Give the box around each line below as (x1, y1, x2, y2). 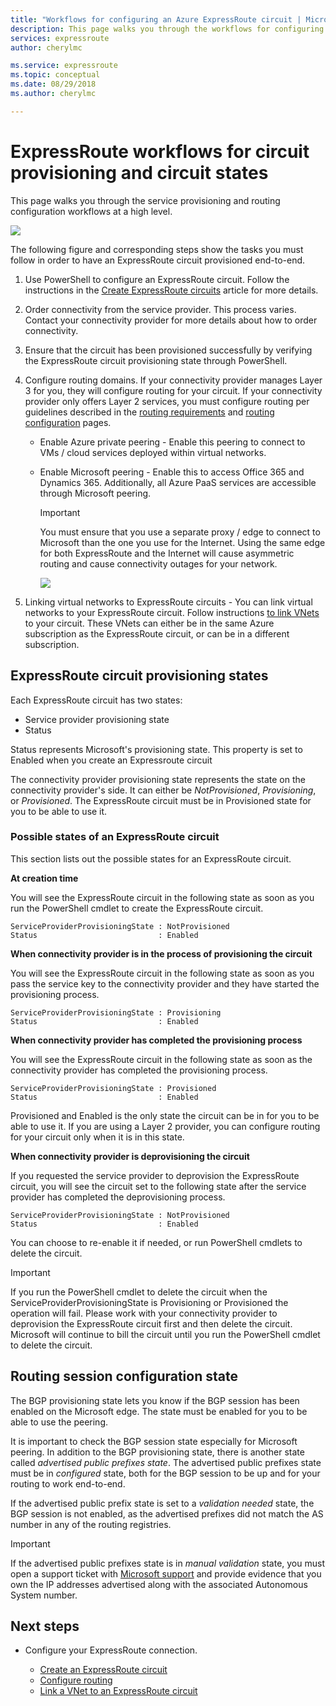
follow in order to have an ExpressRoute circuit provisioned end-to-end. (10, 254, 306, 266)
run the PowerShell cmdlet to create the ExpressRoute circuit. (10, 902, 264, 914)
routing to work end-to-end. (10, 1477, 126, 1490)
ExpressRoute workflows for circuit (10, 140, 310, 163)
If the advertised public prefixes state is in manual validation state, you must (10, 1557, 325, 1569)
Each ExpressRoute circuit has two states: (10, 694, 183, 706)
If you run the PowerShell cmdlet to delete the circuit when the (10, 1286, 268, 1298)
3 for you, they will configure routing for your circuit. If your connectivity (24, 384, 323, 396)
